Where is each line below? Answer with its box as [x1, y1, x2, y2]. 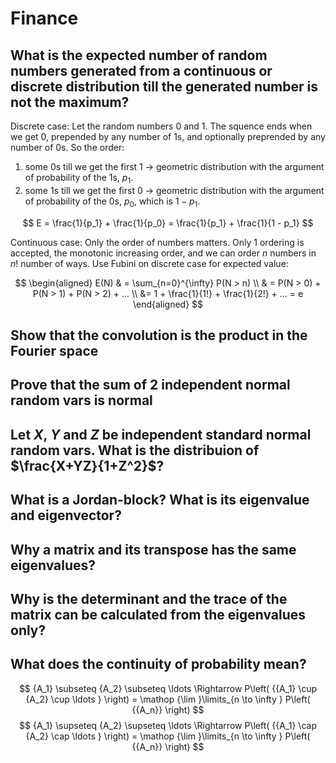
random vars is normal [10, 392, 153, 409]
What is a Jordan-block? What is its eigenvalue [10, 492, 310, 509]
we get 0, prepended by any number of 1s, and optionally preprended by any [10, 131, 326, 142]
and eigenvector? [10, 507, 122, 524]
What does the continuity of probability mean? [10, 656, 307, 673]
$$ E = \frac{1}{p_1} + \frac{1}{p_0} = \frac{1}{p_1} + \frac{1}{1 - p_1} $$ [22, 217, 314, 229]
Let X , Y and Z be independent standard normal [10, 426, 312, 443]
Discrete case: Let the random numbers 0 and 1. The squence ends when [10, 120, 313, 132]
